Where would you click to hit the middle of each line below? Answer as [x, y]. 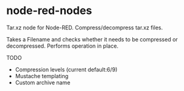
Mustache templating [42, 76]
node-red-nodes [49, 11]
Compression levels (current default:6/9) [66, 69]
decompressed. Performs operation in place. [62, 46]
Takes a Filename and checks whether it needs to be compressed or [92, 39]
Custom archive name [43, 82]
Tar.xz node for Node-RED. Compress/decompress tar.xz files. [85, 27]
